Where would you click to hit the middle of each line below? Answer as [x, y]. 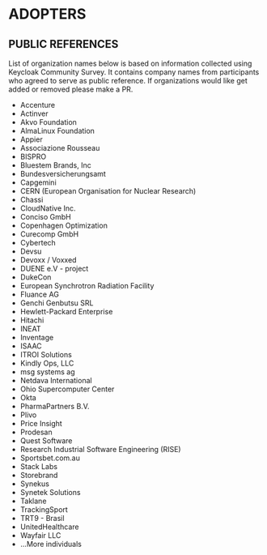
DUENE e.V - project [54, 269]
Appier [31, 139]
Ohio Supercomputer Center [67, 389]
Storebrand [39, 475]
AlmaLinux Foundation [57, 131]
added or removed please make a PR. [71, 89]
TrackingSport [44, 510]
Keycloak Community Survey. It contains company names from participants [134, 72]
